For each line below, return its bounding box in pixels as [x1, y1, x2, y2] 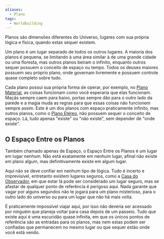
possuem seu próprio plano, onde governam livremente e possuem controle [5, 70, 158, 76]
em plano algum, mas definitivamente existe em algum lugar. [5, 159, 127, 165]
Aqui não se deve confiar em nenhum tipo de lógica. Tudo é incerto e [5, 168, 144, 174]
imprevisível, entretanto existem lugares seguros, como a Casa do [5, 173, 139, 179]
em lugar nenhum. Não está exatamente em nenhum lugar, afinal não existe [5, 153, 158, 159]
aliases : [5, 7, 23, 12]
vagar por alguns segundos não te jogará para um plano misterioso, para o [5, 189, 156, 195]
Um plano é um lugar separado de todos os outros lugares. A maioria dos [5, 49, 153, 55]
